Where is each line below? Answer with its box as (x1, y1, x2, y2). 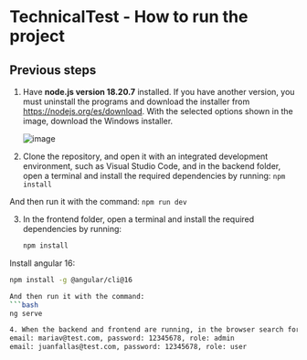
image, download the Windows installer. (22, 116, 174, 126)
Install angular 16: (9, 258, 76, 269)
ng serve (9, 309, 43, 318)
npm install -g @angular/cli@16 (9, 275, 132, 284)
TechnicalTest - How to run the (9, 6, 249, 27)
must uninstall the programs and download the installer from (22, 96, 250, 107)
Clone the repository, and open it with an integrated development (22, 151, 269, 162)
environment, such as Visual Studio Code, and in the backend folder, (22, 161, 281, 171)
